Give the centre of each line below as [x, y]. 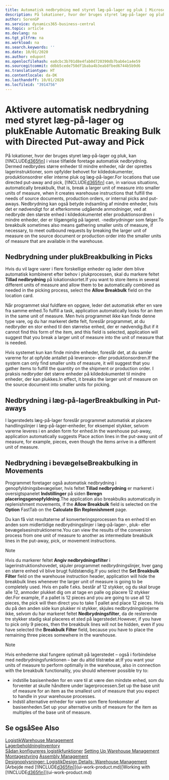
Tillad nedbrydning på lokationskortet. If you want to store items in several [82, 280]
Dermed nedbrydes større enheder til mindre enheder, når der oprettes [79, 166]
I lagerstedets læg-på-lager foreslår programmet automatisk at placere [78, 420]
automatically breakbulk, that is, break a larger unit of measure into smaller [82, 188]
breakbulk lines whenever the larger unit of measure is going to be [74, 582]
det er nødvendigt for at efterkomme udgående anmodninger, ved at [76, 209]
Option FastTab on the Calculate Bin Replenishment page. [66, 509]
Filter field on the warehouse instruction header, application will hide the [80, 576]
